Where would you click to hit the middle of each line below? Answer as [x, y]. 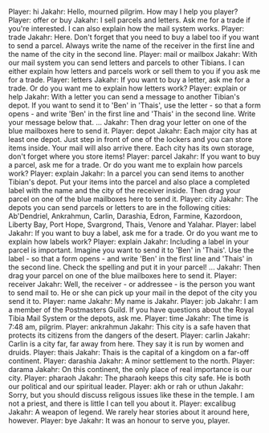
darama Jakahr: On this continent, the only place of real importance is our [130, 369]
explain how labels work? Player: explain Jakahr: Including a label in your [128, 241]
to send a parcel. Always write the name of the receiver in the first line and [131, 46]
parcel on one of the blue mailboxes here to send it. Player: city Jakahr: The [133, 199]
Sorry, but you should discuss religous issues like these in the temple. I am [132, 395]
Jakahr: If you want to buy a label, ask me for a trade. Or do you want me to [133, 233]
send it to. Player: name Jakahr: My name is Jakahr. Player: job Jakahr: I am [133, 301]
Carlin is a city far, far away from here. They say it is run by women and [126, 344]
